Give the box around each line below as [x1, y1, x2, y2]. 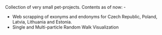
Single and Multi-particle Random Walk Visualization [12, 24, 119, 30]
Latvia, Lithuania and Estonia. [12, 19, 73, 25]
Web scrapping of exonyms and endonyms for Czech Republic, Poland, [12, 14, 158, 19]
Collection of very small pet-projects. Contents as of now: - [5, 4, 126, 10]
